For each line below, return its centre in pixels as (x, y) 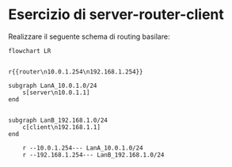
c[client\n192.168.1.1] (62, 127)
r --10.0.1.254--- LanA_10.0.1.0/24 (83, 148)
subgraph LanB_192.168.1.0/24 (58, 120)
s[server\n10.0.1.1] (56, 93)
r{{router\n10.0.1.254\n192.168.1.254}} (76, 72)
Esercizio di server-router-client (116, 15)
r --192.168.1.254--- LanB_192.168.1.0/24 (93, 155)
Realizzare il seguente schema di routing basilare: (89, 36)
